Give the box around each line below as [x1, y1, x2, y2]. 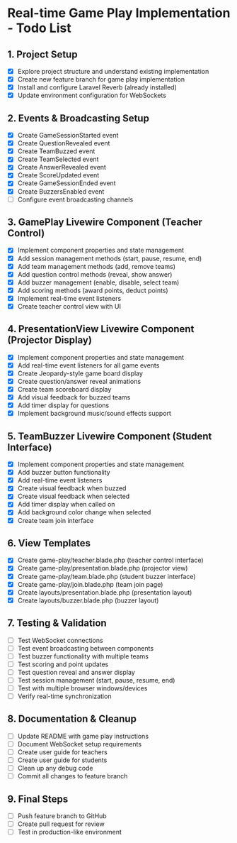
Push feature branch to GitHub [17, 812, 108, 820]
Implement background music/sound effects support [17, 409, 172, 418]
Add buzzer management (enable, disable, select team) [17, 278, 180, 287]
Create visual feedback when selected [17, 492, 130, 501]
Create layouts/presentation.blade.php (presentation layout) [17, 588, 192, 597]
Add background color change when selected [17, 508, 151, 517]
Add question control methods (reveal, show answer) [17, 270, 173, 278]
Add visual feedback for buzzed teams [17, 393, 131, 402]
